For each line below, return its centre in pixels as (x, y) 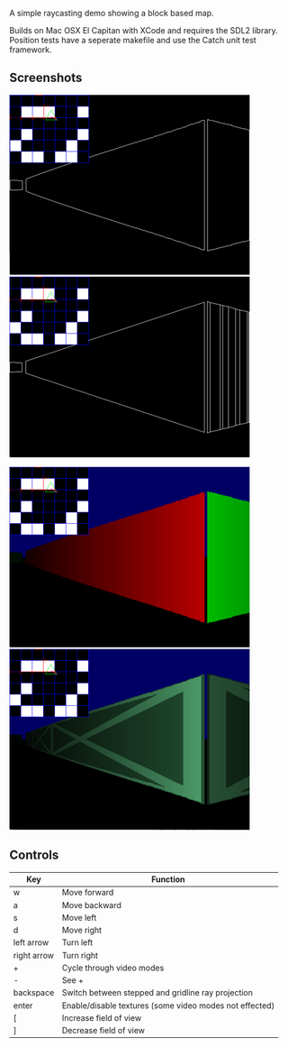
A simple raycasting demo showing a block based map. (112, 13)
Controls (34, 855)
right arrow (33, 955)
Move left (79, 917)
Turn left (77, 942)
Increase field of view (102, 1017)
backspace (34, 993)
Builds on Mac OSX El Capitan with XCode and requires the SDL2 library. (144, 30)
